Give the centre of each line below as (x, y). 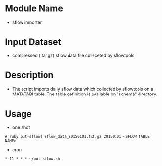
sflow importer (27, 22)
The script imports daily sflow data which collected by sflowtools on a (82, 89)
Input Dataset (33, 42)
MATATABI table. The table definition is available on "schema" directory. (85, 94)
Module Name (34, 9)
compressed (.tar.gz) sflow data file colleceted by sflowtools (73, 55)
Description (29, 75)
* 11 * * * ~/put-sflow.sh (33, 159)
